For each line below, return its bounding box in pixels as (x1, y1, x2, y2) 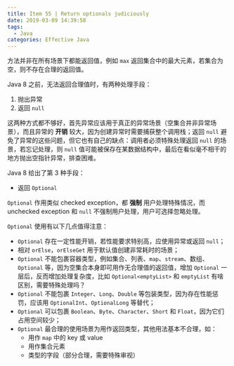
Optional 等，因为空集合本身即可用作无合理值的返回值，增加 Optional (17, 264, 220, 272)
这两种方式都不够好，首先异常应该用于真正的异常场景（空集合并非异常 (7, 118, 211, 127)
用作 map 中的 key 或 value (27, 334, 103, 342)
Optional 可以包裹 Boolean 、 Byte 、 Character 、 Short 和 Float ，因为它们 (17, 307, 225, 316)
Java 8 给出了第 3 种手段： (7, 169, 86, 177)
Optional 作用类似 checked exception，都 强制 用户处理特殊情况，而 (7, 198, 206, 207)
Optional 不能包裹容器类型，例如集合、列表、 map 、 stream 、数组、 (17, 255, 209, 263)
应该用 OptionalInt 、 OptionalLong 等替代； (30, 299, 156, 307)
